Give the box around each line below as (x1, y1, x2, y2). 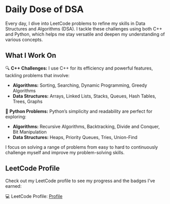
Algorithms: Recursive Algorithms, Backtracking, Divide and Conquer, (12, 123, 160, 129)
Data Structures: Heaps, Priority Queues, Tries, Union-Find (12, 134, 137, 140)
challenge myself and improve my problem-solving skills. (5, 149, 125, 155)
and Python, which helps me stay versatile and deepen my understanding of (5, 31, 165, 37)
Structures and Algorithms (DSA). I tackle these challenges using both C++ (5, 25, 163, 31)
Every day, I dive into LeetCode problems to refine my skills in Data (5, 20, 146, 26)
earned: (5, 183, 22, 189)
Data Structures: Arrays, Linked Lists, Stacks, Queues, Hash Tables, (12, 93, 156, 99)
